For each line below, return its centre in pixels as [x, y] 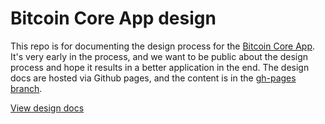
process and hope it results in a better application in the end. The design [160, 67]
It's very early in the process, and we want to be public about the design [159, 56]
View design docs [47, 108]
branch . [26, 88]
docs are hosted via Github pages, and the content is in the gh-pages [153, 78]
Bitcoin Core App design [113, 18]
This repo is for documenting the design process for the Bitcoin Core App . [163, 46]
